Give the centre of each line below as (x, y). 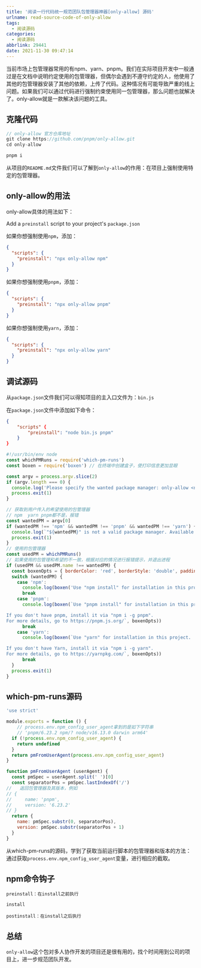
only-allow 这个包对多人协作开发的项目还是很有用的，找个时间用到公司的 (96, 952)
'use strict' (22, 711)
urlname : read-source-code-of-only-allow (59, 17)
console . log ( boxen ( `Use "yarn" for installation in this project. (106, 638)
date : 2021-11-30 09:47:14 (40, 51)
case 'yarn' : (33, 632)
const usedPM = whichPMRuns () (44, 555)
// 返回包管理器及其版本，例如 (42, 788)
